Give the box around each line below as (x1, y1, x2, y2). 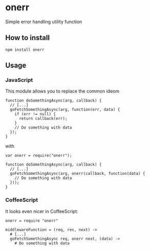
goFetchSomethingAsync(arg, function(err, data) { (10, 107, 120, 112)
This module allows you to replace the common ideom (5, 88, 119, 94)
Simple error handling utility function (5, 19, 82, 25)
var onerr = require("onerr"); (5, 153, 72, 158)
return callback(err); (18, 116, 68, 121)
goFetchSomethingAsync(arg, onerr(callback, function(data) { (10, 171, 145, 176)
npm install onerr (5, 47, 45, 52)
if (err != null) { (14, 112, 56, 117)
